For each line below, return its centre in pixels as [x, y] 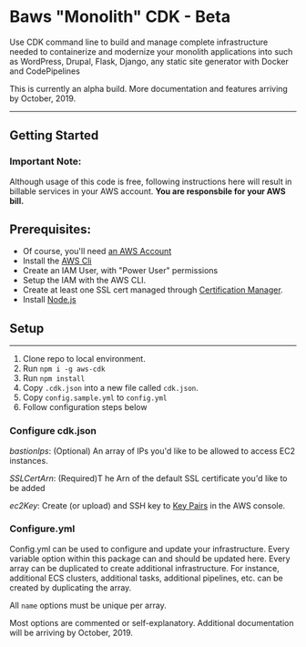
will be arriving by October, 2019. [71, 632]
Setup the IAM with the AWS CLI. [84, 281]
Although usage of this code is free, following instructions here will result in [151, 181]
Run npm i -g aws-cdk [64, 369]
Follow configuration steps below [85, 407]
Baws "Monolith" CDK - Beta [120, 17]
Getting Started [54, 135]
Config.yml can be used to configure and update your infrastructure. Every [149, 549]
